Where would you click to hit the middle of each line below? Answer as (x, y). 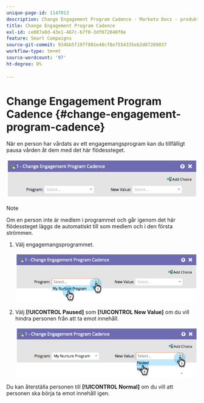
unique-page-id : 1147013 (38, 13)
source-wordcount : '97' (36, 58)
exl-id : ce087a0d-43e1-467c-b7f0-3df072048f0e (66, 32)
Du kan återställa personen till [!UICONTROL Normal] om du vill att (90, 387)
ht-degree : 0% (24, 64)
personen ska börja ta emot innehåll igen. (58, 393)
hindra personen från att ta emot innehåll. (67, 318)
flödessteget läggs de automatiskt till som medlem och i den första (90, 226)
